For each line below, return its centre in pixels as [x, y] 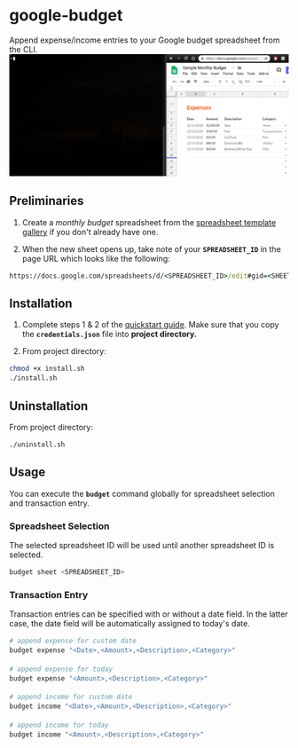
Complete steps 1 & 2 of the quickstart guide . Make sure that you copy [150, 325]
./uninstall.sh [37, 445]
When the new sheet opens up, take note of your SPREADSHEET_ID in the [151, 248]
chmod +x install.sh [47, 369]
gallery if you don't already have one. [90, 232]
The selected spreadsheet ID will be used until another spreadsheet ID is [142, 545]
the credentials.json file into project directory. [109, 335]
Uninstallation [49, 406]
